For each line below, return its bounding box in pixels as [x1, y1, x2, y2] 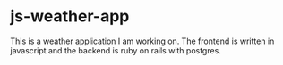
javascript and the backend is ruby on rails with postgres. [10, 45, 222, 55]
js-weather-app [10, 6, 130, 27]
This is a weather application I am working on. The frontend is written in [10, 36, 275, 46]
